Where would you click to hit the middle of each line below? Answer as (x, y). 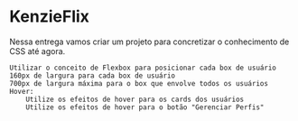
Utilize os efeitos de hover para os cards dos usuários (135, 99)
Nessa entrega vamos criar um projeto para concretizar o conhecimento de (149, 42)
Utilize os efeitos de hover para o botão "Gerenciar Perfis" (145, 107)
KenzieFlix (50, 17)
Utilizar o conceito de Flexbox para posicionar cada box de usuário (143, 68)
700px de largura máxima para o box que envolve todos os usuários (139, 83)
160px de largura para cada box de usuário (93, 75)
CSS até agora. (37, 51)
